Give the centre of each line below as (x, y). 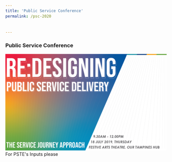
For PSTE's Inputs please (32, 154)
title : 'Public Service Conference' (44, 11)
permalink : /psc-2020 (28, 16)
